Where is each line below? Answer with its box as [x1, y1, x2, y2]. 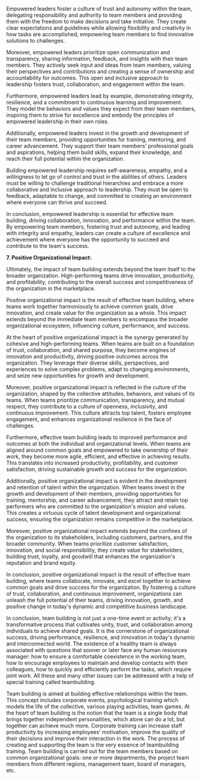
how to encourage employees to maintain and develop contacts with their [6, 659, 188, 667]
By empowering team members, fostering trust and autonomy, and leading [6, 223, 191, 230]
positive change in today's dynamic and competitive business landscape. [6, 603, 188, 610]
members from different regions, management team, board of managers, [6, 760, 186, 768]
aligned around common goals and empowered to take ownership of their [6, 446, 188, 454]
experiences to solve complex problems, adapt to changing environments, [6, 366, 190, 372]
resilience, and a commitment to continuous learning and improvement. [6, 99, 183, 106]
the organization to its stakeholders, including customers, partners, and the [6, 534, 192, 541]
